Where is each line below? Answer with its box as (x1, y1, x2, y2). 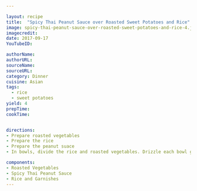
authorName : (6, 52, 35, 57)
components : (6, 159, 35, 165)
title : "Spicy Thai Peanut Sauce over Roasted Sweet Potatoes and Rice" (6, 19, 191, 25)
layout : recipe (6, 13, 43, 19)
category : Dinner (6, 73, 49, 79)
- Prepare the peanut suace (6, 144, 75, 149)
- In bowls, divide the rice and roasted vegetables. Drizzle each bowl (6, 149, 188, 155)
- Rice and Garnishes (6, 176, 59, 182)
